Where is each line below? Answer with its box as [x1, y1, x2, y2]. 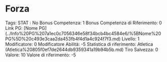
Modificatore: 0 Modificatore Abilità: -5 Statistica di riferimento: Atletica [5, 41, 153, 47]
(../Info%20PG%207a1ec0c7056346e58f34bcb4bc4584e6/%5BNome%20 [5, 30, 161, 36]
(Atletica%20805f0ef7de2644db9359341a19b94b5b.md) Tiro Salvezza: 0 [5, 46, 158, 52]
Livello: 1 [121, 36, 140, 42]
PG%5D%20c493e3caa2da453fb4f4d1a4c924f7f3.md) [5, 36, 121, 42]
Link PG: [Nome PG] [5, 25, 47, 31]
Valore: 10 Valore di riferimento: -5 [5, 51, 76, 58]
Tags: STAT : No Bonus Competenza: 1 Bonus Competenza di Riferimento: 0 [5, 20, 162, 26]
